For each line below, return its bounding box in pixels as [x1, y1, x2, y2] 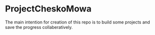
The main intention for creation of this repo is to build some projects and [5, 19, 150, 25]
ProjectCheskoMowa [5, 3, 92, 14]
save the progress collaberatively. [5, 24, 73, 30]
